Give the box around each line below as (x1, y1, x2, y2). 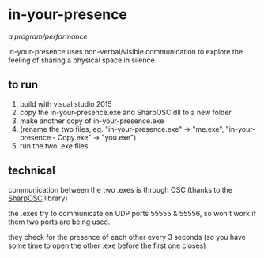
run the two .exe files (19, 140, 89, 151)
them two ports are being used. (8, 217, 111, 226)
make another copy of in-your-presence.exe (19, 116, 164, 125)
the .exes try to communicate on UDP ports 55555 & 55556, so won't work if (8, 208, 257, 218)
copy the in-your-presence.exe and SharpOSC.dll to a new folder (19, 107, 232, 117)
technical (8, 164, 55, 178)
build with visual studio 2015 (19, 99, 112, 108)
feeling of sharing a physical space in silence (8, 55, 156, 65)
